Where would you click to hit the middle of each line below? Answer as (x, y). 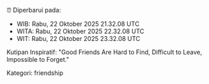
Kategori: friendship (35, 73)
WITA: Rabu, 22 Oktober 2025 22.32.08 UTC (81, 31)
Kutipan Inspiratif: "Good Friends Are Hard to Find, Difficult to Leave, (104, 52)
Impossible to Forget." (38, 59)
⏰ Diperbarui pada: (34, 10)
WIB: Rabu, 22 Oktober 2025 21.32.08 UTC (78, 24)
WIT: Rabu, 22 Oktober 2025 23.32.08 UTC (78, 39)
